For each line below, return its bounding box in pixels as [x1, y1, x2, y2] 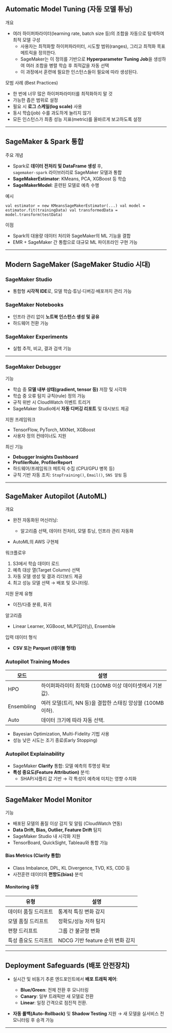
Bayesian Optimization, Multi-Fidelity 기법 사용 [12, 731, 110, 737]
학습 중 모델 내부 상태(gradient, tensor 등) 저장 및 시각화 [12, 386, 127, 393]
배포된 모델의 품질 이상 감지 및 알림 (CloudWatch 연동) [12, 820, 122, 827]
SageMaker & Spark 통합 [5, 137, 84, 146]
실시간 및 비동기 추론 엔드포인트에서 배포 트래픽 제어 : [12, 976, 118, 982]
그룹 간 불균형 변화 [58, 927, 100, 934]
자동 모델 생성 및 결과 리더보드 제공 [12, 573, 83, 580]
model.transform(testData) [5, 212, 63, 217]
